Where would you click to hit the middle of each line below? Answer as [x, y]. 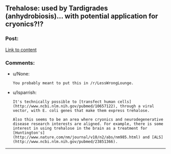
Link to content [21, 50]
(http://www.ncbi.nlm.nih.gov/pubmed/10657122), [65, 106]
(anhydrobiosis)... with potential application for [82, 16]
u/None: [21, 73]
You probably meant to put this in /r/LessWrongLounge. [73, 83]
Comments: [20, 63]
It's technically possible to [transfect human [64, 102]
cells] [125, 102]
